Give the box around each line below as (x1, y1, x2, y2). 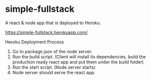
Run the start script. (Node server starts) (12, 64, 96, 70)
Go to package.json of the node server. (12, 48, 93, 54)
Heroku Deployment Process (5, 39, 64, 45)
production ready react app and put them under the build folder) (12, 59, 144, 65)
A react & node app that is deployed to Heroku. (5, 20, 101, 26)
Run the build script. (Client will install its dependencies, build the (12, 53, 146, 60)
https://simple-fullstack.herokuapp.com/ (5, 29, 88, 35)
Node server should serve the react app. (12, 69, 96, 75)
